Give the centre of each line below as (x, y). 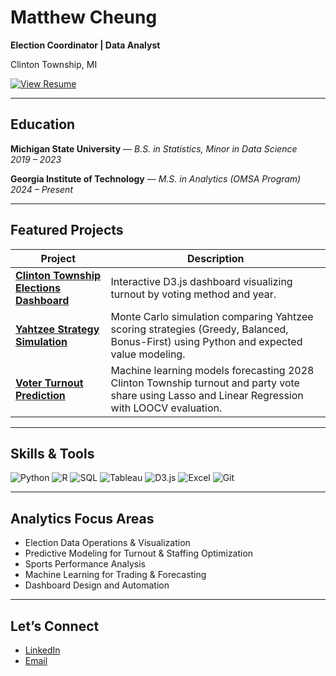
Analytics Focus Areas (82, 518)
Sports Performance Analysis (85, 564)
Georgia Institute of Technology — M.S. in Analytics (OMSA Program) (156, 178)
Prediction (40, 395)
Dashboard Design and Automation (97, 585)
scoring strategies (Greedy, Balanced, (199, 329)
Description (216, 258)
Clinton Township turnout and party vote (205, 383)
